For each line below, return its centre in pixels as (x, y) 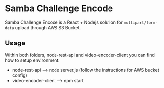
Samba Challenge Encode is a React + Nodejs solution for (64, 22)
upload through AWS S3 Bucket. (48, 27)
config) (20, 75)
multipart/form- (140, 23)
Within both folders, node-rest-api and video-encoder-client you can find (80, 55)
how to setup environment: (33, 60)
